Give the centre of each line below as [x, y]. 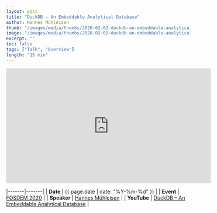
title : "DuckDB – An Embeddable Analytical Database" [73, 17]
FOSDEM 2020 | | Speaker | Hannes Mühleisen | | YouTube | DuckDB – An [96, 198]
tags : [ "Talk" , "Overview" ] [40, 50]
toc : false [19, 44]
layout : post [22, 11]
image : [14, 33]
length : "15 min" [27, 55]
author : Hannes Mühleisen [37, 22]
